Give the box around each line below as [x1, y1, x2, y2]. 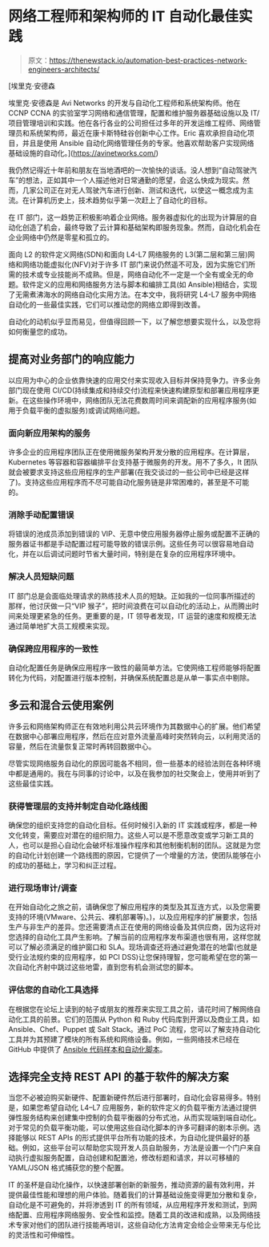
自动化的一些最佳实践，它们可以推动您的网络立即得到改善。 [8, 299, 205, 309]
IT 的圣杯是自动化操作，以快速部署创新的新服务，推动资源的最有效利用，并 [8, 1180, 255, 1190]
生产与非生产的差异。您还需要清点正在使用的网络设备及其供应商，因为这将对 [8, 922, 261, 932]
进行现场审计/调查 [8, 882, 78, 893]
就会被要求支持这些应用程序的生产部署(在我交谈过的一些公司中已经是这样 [8, 467, 250, 477]
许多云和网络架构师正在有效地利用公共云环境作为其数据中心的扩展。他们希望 [8, 721, 261, 731]
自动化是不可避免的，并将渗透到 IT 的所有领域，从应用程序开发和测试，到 [8, 1200, 251, 1210]
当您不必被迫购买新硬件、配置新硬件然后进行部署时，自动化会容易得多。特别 [8, 1093, 261, 1103]
